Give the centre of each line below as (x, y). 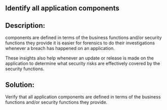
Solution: (20, 85)
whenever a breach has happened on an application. (60, 48)
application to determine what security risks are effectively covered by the (83, 64)
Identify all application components (62, 8)
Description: (25, 25)
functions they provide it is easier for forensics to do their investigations (80, 43)
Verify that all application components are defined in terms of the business (83, 97)
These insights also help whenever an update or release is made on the (80, 58)
